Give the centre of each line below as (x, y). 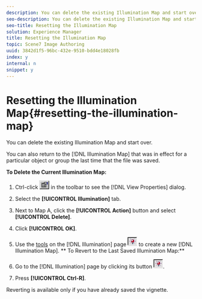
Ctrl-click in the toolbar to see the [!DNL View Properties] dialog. (100, 187)
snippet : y (20, 70)
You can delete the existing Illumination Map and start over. (80, 143)
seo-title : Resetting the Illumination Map (62, 25)
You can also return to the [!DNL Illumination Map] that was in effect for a (97, 154)
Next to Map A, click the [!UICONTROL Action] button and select (95, 211)
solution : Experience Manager (44, 32)
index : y (17, 57)
